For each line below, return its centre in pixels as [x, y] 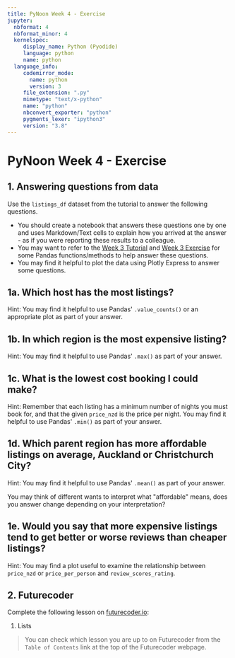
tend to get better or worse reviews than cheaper [117, 537]
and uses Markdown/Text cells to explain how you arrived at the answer [122, 232]
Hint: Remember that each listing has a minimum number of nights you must [117, 406]
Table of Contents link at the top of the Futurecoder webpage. [115, 647]
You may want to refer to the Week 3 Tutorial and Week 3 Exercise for [119, 248]
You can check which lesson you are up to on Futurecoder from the [122, 640]
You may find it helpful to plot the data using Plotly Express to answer [119, 262]
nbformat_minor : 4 [41, 34]
